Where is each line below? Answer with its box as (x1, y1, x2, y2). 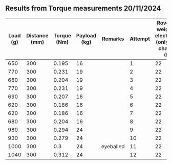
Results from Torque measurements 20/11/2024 (5, 4, 161, 13)
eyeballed (101, 143, 125, 150)
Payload (76, 32, 96, 39)
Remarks (102, 35, 124, 42)
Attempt (130, 35, 150, 42)
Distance (26, 32, 49, 39)
